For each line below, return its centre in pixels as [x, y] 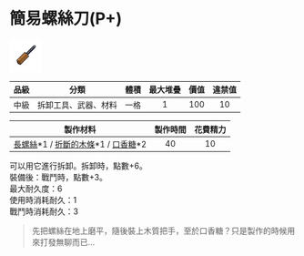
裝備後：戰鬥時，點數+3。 [58, 178]
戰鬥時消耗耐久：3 [44, 211]
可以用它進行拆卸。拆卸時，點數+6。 [78, 166]
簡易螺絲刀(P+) [66, 19]
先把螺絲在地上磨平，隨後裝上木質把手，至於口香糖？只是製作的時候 [159, 231]
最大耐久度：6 [36, 189]
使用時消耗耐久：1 [43, 200]
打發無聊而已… [67, 242]
